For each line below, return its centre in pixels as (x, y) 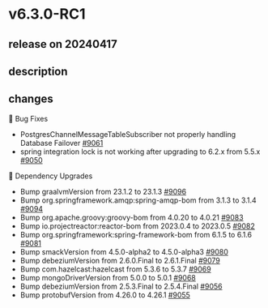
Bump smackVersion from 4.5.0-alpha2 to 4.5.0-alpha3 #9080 (124, 251)
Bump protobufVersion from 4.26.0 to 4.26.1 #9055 (105, 295)
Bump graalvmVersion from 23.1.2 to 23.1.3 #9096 (103, 191)
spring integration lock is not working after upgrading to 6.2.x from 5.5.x (140, 152)
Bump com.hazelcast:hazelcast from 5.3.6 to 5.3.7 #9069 (116, 269)
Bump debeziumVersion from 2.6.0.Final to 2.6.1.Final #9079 (120, 260)
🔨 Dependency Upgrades (51, 176)
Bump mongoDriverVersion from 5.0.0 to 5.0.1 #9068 (108, 277)
